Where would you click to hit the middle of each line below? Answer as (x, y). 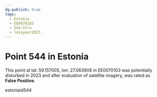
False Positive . (20, 80)
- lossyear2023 (25, 32)
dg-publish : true (23, 10)
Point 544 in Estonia (47, 57)
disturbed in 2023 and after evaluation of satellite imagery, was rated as (78, 75)
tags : (11, 14)
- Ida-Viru (21, 28)
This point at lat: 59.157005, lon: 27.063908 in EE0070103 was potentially (79, 70)
